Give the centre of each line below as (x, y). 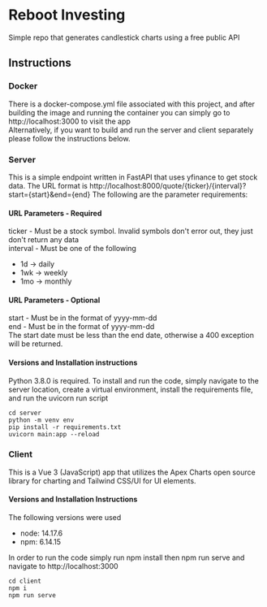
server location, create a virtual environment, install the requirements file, (131, 389)
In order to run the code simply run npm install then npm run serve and (127, 557)
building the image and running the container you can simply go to (119, 112)
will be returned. (36, 344)
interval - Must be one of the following (72, 249)
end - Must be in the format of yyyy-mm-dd (82, 327)
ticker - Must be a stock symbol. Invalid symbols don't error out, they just (131, 231)
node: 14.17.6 (41, 533)
